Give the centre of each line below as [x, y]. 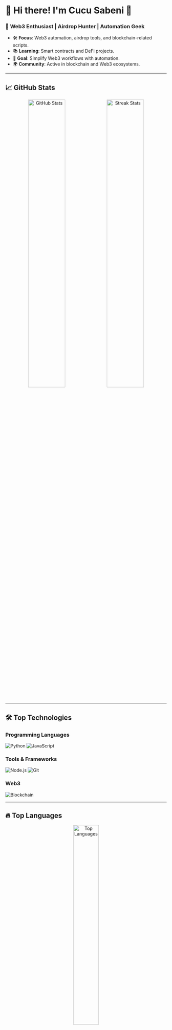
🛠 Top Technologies [39, 717]
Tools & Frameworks [31, 759]
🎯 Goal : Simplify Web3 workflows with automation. [66, 58]
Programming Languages [38, 735]
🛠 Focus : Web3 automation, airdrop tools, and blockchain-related [82, 38]
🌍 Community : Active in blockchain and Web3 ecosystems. [76, 64]
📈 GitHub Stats [30, 87]
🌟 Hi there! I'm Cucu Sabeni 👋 [69, 10]
